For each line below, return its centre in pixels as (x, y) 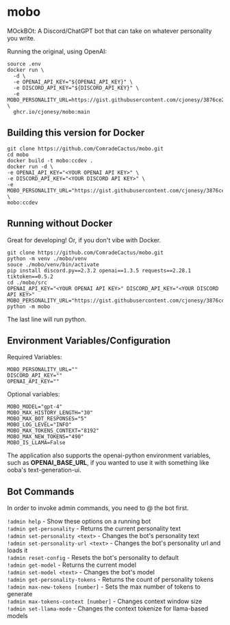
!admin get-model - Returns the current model (72, 565)
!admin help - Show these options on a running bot (79, 522)
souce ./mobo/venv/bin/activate (53, 264)
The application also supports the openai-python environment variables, (109, 455)
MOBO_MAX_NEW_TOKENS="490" (46, 437)
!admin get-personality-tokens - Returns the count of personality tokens (111, 580)
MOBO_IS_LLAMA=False (37, 443)
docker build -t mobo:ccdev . (50, 161)
